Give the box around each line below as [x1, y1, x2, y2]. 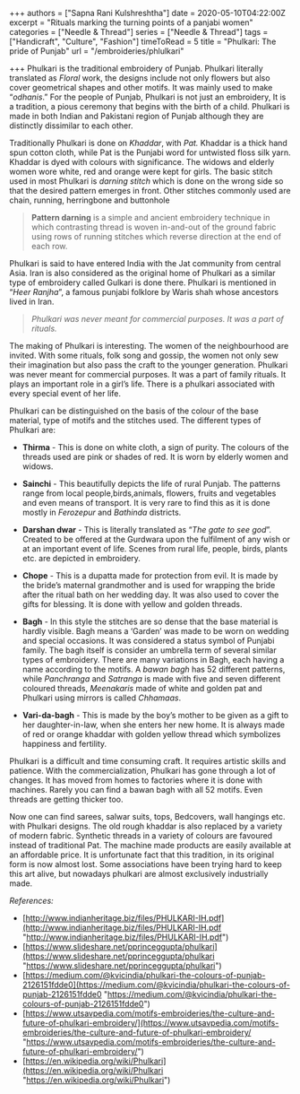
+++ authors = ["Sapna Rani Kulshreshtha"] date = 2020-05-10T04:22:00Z [9, 8, 287, 18]
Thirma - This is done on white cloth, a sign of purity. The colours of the [21, 442, 289, 452]
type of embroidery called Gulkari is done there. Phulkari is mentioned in [9, 277, 277, 288]
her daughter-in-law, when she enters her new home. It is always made [21, 719, 285, 730]
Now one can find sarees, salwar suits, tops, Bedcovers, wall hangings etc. [9, 812, 286, 821]
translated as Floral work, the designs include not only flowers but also [9, 73, 270, 83]
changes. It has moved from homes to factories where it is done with [9, 775, 262, 786]
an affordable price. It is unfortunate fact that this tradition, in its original [9, 849, 275, 860]
